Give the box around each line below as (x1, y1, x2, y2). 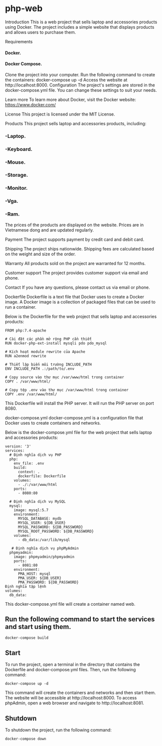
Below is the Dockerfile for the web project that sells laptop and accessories (5, 314, 157, 319)
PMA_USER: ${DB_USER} (17, 576, 62, 580)
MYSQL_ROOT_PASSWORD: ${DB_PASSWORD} (17, 529, 94, 534)
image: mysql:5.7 (14, 508, 49, 513)
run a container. (5, 304, 36, 310)
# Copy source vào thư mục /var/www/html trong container (5, 375, 124, 380)
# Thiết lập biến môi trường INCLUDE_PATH (5, 362, 92, 367)
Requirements (5, 38, 33, 44)
